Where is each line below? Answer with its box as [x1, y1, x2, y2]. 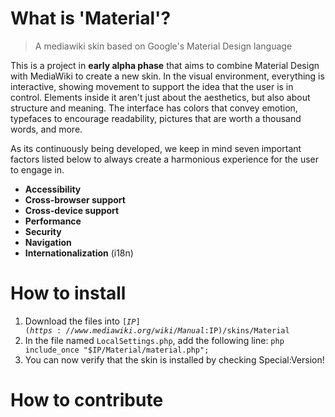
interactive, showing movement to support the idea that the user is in [10, 80, 294, 92]
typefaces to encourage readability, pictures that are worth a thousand [10, 112, 302, 124]
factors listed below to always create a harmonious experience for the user [10, 153, 320, 165]
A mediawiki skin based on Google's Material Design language [34, 40, 293, 52]
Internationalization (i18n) [24, 247, 134, 259]
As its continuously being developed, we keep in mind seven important [10, 142, 302, 154]
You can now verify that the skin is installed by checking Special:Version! [24, 353, 325, 366]
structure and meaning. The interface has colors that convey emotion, [10, 102, 298, 114]
